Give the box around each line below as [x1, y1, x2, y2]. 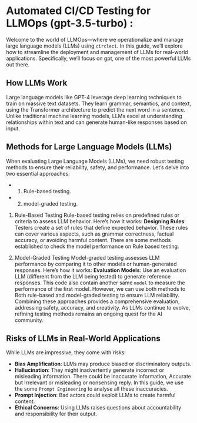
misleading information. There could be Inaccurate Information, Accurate [14, 373, 191, 380]
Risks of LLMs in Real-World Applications [6, 333, 161, 343]
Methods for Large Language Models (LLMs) [6, 142, 172, 152]
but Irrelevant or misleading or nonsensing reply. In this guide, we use [14, 379, 184, 386]
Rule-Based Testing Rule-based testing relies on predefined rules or [14, 211, 180, 219]
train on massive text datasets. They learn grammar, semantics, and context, [6, 100, 192, 107]
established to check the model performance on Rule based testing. [14, 243, 179, 250]
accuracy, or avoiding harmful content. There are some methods [14, 236, 171, 243]
